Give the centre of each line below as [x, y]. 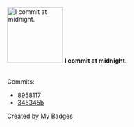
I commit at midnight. [95, 61]
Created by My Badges [40, 116]
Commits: [21, 82]
